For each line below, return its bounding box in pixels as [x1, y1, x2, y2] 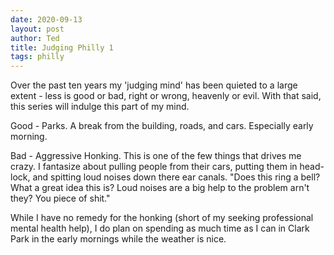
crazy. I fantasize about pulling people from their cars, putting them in [10, 161, 298, 173]
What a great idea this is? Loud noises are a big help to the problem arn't [10, 182, 310, 194]
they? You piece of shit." [10, 192, 111, 205]
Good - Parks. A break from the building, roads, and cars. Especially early [10, 120, 314, 132]
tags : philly [10, 52, 65, 62]
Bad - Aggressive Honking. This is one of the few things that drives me [10, 150, 302, 162]
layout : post [10, 24, 65, 34]
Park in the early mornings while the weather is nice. [10, 233, 227, 245]
